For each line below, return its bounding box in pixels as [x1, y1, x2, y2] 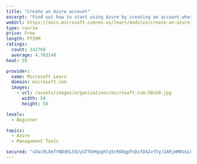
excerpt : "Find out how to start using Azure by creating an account [6, 14, 180, 20]
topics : [6, 127, 25, 134]
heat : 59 [6, 57, 28, 63]
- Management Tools [11, 138, 59, 144]
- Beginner [11, 117, 38, 123]
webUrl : [6, 19, 25, 25]
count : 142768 [11, 47, 46, 53]
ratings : [6, 42, 28, 47]
